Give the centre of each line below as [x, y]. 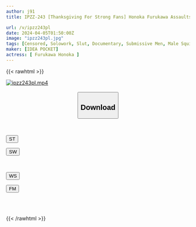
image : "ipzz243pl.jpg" [35, 39]
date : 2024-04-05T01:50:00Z [40, 33]
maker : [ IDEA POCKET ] [32, 49]
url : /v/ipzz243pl [28, 27]
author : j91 [20, 11]
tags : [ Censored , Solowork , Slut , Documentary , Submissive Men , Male [92, 44]
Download [98, 107]
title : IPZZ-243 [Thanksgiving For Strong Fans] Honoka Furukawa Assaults [99, 17]
